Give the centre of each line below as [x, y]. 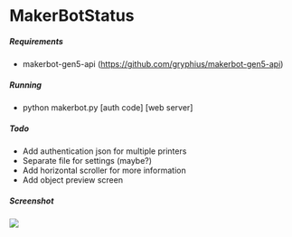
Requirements [36, 41]
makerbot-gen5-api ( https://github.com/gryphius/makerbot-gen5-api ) [153, 64]
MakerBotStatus [72, 16]
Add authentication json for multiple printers [104, 151]
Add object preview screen [73, 180]
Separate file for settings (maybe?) [87, 161]
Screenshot [32, 201]
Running [26, 85]
